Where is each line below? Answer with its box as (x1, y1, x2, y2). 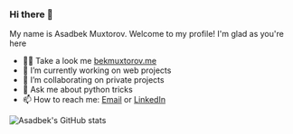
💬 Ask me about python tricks (22, 85, 133, 95)
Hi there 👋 (9, 8, 54, 21)
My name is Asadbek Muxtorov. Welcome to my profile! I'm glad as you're (9, 29, 285, 40)
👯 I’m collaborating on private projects (22, 75, 165, 85)
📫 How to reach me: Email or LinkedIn (22, 94, 165, 105)
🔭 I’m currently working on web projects (22, 65, 172, 76)
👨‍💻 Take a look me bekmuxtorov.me (22, 56, 157, 67)
